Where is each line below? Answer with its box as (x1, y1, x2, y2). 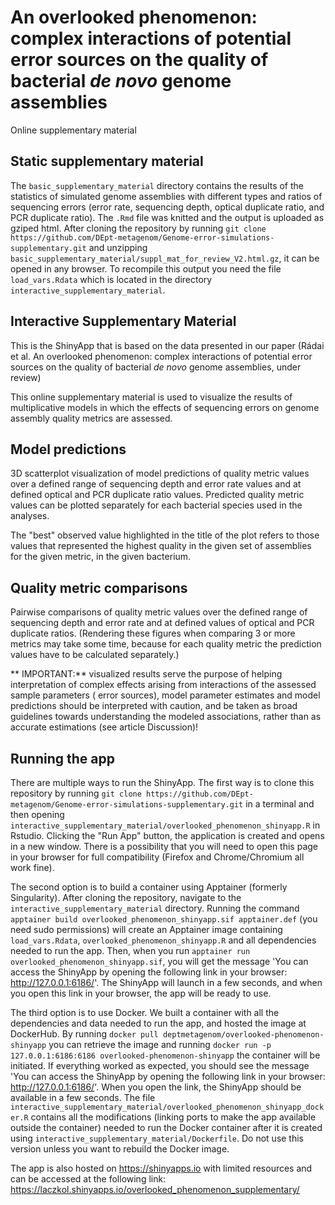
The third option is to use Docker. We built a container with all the (10, 1007, 280, 1018)
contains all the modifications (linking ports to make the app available (30, 1111, 317, 1123)
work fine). (10, 862, 55, 873)
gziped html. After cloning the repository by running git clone (10, 222, 267, 234)
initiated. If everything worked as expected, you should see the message (10, 1060, 310, 1071)
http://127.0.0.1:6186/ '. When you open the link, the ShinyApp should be (10, 1081, 302, 1093)
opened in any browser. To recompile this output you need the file (10, 262, 282, 275)
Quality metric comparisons (10, 579, 188, 596)
